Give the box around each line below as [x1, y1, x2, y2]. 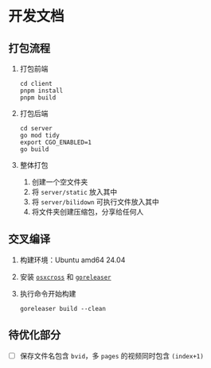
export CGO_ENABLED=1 [19, 138, 92, 146]
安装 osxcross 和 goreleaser [19, 272, 111, 281]
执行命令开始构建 [19, 289, 76, 298]
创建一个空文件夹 [31, 177, 88, 187]
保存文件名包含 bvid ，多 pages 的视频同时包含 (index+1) [19, 351, 205, 360]
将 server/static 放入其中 [31, 188, 118, 196]
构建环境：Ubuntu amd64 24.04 [19, 255, 126, 265]
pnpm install [19, 87, 64, 95]
